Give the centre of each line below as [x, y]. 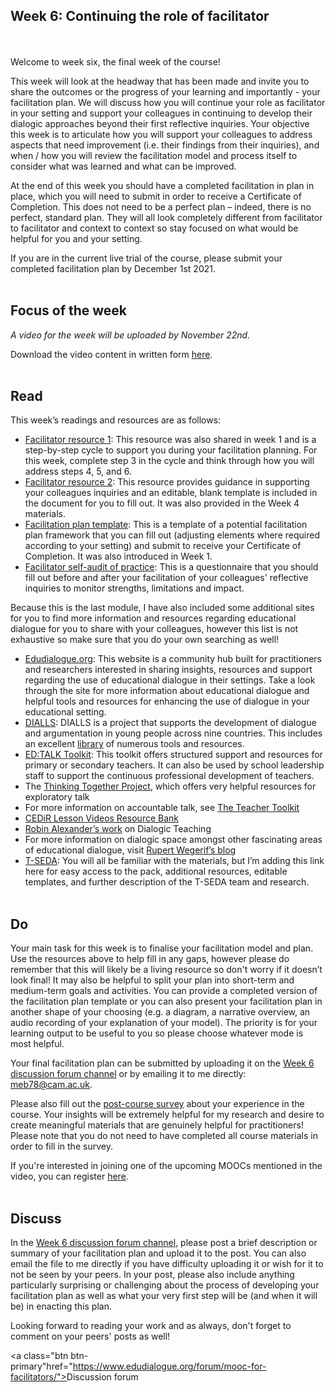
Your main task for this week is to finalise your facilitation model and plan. [162, 948]
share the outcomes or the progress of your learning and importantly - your [165, 91]
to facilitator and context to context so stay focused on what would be [154, 228]
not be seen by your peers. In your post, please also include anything [152, 1275]
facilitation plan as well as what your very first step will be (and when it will [164, 1296]
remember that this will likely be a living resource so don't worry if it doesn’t [166, 970]
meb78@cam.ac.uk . [51, 1085]
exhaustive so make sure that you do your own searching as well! [145, 640]
